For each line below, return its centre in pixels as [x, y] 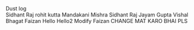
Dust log [16, 9]
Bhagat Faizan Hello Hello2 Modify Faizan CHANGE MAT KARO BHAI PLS [97, 21]
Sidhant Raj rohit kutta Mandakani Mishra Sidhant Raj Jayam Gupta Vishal [97, 15]
